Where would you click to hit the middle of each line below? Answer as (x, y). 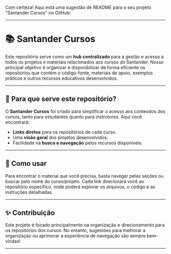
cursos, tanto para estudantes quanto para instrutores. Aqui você (74, 117)
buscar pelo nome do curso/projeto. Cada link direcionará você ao (75, 181)
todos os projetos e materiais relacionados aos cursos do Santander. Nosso (84, 62)
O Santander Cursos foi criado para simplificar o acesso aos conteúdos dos (85, 111)
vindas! (13, 241)
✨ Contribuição (30, 213)
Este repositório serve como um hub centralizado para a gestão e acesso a (84, 57)
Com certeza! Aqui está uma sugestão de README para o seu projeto (78, 7)
